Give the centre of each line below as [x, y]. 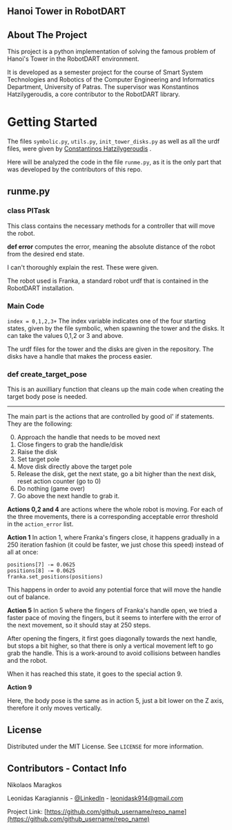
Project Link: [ [27, 812]
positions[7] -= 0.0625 [41, 565]
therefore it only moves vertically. [55, 708]
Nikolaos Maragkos [35, 785]
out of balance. [29, 597]
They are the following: [40, 424]
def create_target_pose [47, 375]
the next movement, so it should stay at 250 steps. [79, 625]
